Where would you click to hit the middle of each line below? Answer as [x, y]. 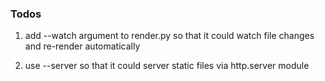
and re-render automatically [82, 46]
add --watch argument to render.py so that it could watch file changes [169, 36]
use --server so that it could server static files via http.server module [167, 66]
